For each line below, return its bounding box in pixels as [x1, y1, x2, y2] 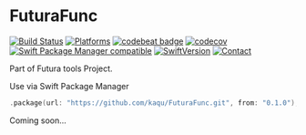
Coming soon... [9, 115, 66, 126]
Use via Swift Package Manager [9, 80, 129, 91]
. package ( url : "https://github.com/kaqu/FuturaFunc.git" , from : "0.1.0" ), [9, 98, 300, 108]
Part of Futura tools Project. [9, 63, 113, 74]
